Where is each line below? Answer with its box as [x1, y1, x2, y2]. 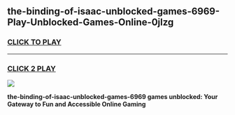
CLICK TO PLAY [7, 38, 62, 47]
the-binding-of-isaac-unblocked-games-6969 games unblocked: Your [7, 92, 218, 100]
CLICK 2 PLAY [7, 63, 56, 73]
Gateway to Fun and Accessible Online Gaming [7, 100, 146, 108]
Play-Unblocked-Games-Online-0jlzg [7, 17, 174, 29]
